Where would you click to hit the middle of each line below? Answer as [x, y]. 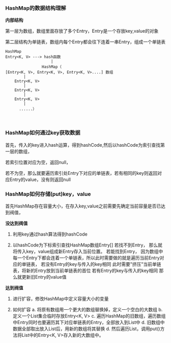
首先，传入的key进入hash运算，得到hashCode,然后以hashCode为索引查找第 [85, 145]
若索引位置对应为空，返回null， [38, 162]
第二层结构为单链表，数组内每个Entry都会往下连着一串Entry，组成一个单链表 [85, 42]
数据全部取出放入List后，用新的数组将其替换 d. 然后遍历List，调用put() [86, 329]
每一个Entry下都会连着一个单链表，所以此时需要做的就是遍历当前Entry [86, 258]
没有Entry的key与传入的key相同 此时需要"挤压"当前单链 [103, 264]
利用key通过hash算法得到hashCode [50, 234]
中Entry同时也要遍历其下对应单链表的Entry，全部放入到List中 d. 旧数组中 [89, 322]
